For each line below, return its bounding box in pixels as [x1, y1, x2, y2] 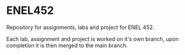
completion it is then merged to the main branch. [6, 42, 128, 49]
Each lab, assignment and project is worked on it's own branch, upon [6, 35, 179, 42]
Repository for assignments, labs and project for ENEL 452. [6, 24, 155, 31]
